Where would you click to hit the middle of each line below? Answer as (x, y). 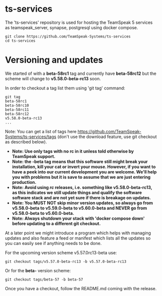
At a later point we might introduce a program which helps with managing (78, 233)
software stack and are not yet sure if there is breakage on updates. (81, 197)
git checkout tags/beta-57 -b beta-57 (44, 279)
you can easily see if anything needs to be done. (53, 243)
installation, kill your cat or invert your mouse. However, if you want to (84, 167)
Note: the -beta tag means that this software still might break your (80, 161)
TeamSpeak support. (34, 156)
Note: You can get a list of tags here (41, 131)
